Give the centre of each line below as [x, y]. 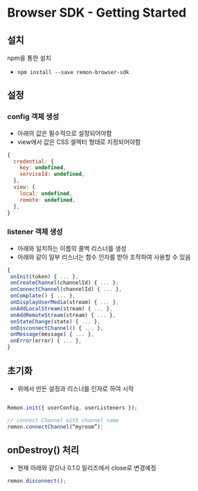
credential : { [34, 161]
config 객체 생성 [33, 117]
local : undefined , [46, 193]
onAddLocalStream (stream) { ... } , [61, 309]
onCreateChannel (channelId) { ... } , [64, 283]
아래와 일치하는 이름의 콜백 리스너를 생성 [72, 248]
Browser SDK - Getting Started [97, 13]
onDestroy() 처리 [43, 450]
